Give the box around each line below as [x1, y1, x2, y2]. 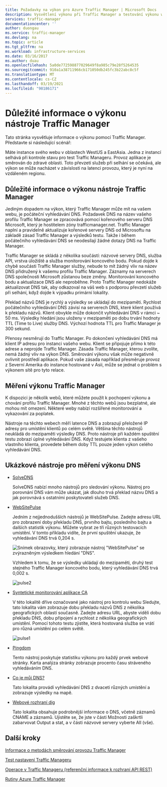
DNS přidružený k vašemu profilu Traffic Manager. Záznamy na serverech [5, 268, 157, 274]
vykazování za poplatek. [5, 411, 55, 417]
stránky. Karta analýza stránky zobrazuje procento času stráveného [12, 660, 151, 666]
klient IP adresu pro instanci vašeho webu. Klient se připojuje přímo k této [5, 340, 156, 346]
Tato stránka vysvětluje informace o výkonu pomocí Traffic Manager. [5, 134, 146, 140]
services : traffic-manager [5, 16, 61, 21]
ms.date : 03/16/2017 [5, 53, 48, 59]
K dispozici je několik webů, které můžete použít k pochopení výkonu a [5, 395, 151, 401]
